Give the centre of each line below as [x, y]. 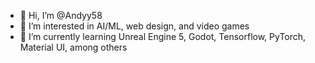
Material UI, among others [73, 47]
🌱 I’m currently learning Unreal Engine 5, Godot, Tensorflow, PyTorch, [163, 36]
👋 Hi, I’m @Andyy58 [61, 15]
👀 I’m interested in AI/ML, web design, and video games [134, 26]
